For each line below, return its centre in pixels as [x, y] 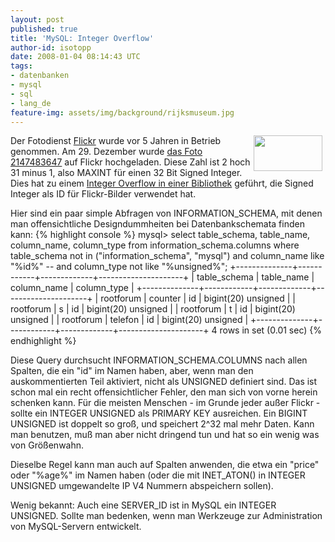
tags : [21, 66]
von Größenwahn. [47, 445]
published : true [44, 29]
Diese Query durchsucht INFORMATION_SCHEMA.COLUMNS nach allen [159, 360]
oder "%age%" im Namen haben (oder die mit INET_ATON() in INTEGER [158, 475]
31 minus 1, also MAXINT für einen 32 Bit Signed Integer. [126, 173]
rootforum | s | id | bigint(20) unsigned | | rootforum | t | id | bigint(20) [153, 309]
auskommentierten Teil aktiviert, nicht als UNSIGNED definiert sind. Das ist [164, 382]
